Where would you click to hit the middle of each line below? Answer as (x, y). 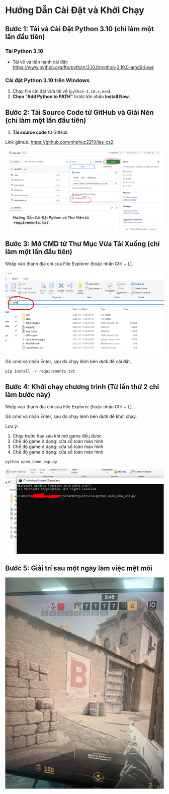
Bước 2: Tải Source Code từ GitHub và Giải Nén (80, 112)
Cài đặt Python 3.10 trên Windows (47, 80)
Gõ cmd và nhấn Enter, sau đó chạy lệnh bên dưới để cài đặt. (68, 361)
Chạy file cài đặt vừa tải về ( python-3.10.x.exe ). (62, 91)
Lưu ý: (12, 426)
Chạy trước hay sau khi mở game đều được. (58, 436)
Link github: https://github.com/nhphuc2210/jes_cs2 (59, 142)
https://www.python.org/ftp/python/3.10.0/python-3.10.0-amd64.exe (83, 67)
